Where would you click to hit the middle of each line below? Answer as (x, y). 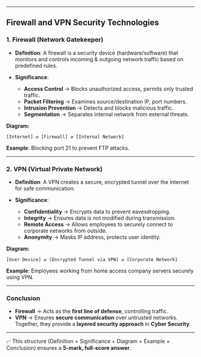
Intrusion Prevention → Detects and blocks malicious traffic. (99, 108)
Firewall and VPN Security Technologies (83, 22)
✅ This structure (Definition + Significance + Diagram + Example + (88, 341)
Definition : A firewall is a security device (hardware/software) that (96, 53)
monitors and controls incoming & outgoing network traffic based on (99, 59)
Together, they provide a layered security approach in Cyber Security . (103, 324)
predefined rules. (36, 65)
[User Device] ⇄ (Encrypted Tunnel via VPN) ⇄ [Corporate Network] (92, 259)
